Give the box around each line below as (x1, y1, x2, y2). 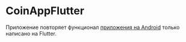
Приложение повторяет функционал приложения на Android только (5, 24, 180, 31)
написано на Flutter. (5, 30, 57, 37)
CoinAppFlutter (5, 4, 85, 18)
